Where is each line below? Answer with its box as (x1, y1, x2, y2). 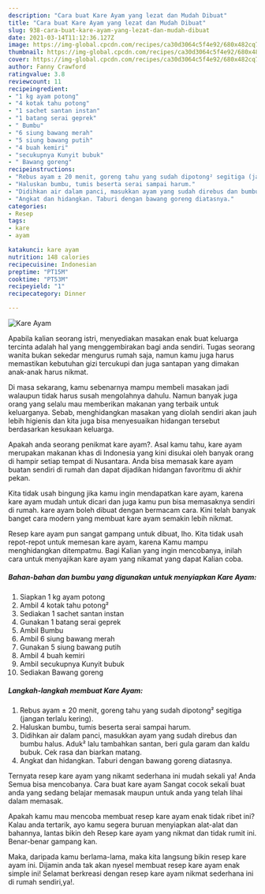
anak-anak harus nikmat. (8, 368, 89, 376)
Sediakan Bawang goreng (19, 668, 104, 677)
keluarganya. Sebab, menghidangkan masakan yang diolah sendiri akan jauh (8, 408, 257, 417)
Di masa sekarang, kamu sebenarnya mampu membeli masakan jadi (8, 383, 230, 391)
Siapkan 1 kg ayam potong (19, 592, 106, 601)
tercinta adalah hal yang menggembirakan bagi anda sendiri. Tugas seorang (8, 342, 256, 351)
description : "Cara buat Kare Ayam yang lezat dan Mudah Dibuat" (8, 11, 227, 20)
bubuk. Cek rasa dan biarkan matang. (19, 747, 142, 757)
